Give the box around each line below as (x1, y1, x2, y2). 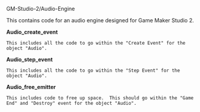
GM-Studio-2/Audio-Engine (6, 5, 75, 12)
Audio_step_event (6, 56, 53, 63)
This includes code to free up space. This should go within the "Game (6, 95, 194, 101)
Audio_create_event (6, 28, 58, 36)
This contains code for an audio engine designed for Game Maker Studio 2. (6, 17, 194, 23)
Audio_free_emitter (6, 84, 56, 90)
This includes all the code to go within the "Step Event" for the (6, 67, 181, 73)
